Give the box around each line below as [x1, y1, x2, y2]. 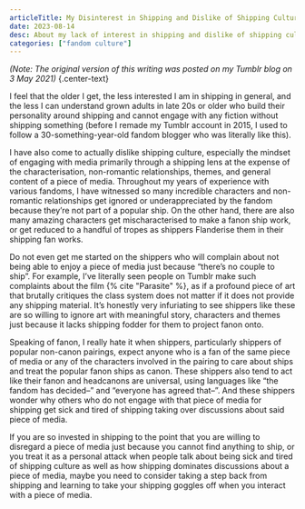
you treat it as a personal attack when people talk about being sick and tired [9, 451, 293, 462]
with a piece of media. [9, 490, 93, 501]
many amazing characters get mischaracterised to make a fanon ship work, [9, 215, 291, 225]
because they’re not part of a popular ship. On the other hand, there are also [9, 205, 295, 216]
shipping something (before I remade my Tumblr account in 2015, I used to [9, 120, 288, 131]
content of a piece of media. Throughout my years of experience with [9, 176, 270, 187]
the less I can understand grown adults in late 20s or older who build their [9, 101, 286, 112]
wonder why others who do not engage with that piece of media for [9, 394, 262, 405]
